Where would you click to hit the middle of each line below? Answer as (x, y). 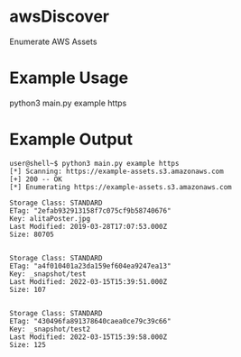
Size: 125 (28, 344)
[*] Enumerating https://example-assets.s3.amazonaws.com (120, 187)
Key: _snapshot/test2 (50, 329)
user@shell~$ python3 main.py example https (94, 163)
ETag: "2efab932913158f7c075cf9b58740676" (90, 211)
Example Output (71, 139)
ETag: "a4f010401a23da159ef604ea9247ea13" (90, 266)
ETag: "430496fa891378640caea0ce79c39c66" (90, 321)
